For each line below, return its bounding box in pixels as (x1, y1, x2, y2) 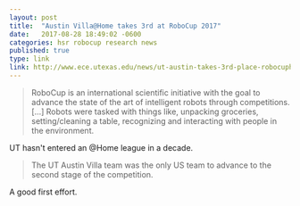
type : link (9, 54, 50, 63)
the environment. (30, 125, 95, 136)
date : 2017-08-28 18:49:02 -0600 (9, 29, 142, 38)
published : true (9, 46, 70, 55)
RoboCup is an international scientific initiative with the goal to (30, 87, 261, 98)
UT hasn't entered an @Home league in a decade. (9, 142, 194, 152)
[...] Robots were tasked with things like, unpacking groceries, (30, 106, 259, 117)
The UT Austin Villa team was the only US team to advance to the (30, 160, 272, 170)
